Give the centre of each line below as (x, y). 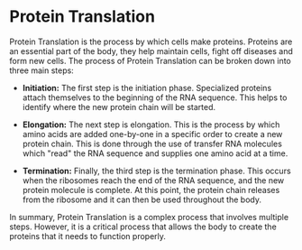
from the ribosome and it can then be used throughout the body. (142, 199)
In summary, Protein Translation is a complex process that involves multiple (149, 217)
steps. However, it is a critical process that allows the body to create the (143, 227)
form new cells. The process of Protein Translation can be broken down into (150, 60)
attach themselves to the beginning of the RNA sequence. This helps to (155, 97)
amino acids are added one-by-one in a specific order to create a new (152, 134)
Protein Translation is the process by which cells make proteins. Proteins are (151, 42)
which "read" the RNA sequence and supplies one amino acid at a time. (155, 153)
